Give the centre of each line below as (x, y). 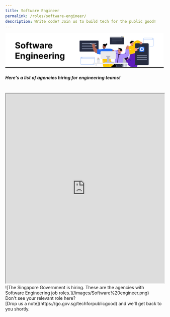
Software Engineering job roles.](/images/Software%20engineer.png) (77, 293)
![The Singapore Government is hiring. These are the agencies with (75, 288)
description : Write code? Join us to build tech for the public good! (81, 21)
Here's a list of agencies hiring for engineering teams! (63, 77)
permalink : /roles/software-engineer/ (46, 16)
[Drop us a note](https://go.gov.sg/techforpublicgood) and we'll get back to (83, 304)
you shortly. (18, 309)
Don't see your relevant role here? (40, 298)
